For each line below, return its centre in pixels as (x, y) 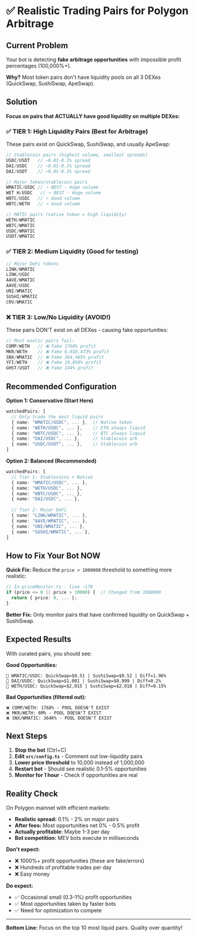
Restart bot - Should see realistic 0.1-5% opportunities (81, 769)
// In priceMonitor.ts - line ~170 (50, 587)
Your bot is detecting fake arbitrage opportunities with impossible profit (94, 59)
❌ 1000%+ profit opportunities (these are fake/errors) (79, 861)
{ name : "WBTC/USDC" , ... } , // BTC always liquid (78, 433)
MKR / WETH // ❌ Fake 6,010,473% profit (58, 351)
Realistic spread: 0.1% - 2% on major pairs (67, 819)
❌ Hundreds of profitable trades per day (63, 868)
